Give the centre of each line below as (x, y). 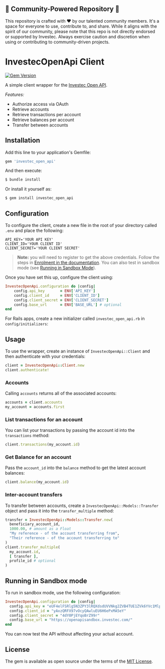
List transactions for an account (44, 419)
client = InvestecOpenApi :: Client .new (45, 366)
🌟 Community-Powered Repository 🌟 (62, 9)
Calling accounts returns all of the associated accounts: (61, 393)
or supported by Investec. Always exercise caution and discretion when (77, 36)
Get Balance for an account (38, 457)
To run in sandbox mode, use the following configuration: (63, 592)
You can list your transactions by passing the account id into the (70, 430)
